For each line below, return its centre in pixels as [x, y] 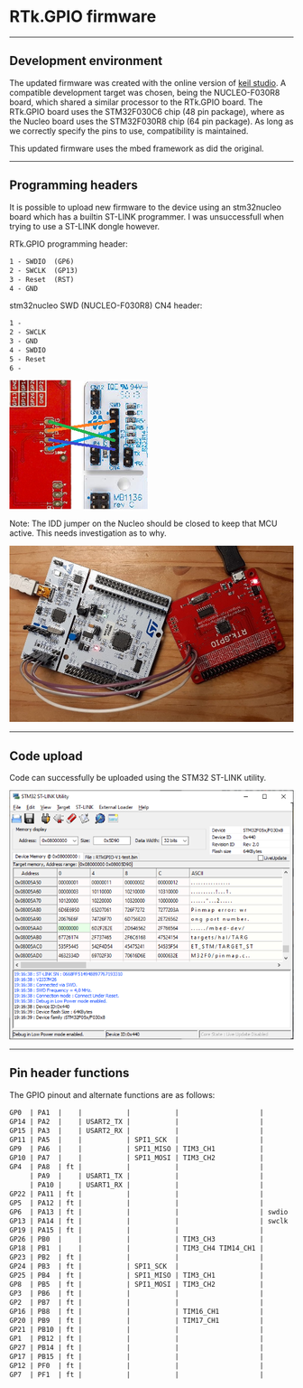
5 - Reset [28, 359]
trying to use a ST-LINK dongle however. [85, 226]
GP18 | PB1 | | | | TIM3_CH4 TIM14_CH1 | [137, 1248]
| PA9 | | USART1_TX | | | [147, 1176]
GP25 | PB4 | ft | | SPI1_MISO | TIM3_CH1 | [137, 1275]
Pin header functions [69, 1073]
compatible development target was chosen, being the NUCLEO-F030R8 [145, 92]
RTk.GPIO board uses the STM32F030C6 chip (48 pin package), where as [147, 111]
